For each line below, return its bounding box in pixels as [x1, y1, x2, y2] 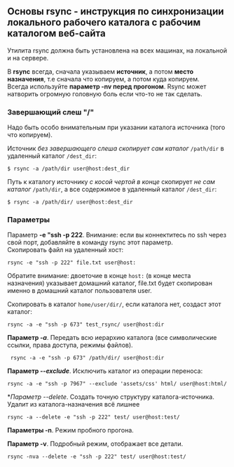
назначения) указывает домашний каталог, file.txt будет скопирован [7, 279, 212, 287]
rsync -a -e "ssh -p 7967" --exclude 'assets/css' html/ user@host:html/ [7, 381, 228, 388]
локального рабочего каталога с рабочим [7, 17, 201, 29]
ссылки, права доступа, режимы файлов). [7, 341, 133, 350]
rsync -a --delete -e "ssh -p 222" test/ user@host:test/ [7, 414, 180, 421]
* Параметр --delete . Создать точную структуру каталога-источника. [7, 393, 215, 401]
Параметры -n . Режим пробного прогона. [7, 426, 135, 435]
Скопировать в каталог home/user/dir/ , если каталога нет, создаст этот [7, 300, 222, 308]
